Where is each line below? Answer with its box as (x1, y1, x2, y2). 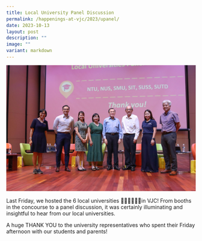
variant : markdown (6, 48, 52, 54)
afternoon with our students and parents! (6, 228, 108, 235)
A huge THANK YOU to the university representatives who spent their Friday (6, 221, 195, 228)
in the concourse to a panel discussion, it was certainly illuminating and (6, 203, 183, 210)
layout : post (6, 29, 39, 35)
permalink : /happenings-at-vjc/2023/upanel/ (6, 16, 120, 22)
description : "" (6, 35, 47, 41)
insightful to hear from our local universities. (6, 210, 115, 217)
